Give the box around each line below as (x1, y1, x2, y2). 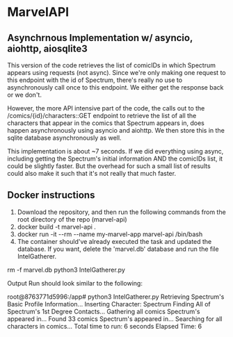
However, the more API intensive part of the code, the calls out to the (7, 104, 205, 112)
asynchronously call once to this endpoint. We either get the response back (7, 83, 224, 91)
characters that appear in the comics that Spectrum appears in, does (7, 119, 205, 127)
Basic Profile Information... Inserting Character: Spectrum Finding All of (7, 299, 211, 308)
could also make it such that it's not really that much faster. (7, 170, 176, 177)
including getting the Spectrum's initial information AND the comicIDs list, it (7, 154, 223, 163)
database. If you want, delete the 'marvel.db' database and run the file (17, 245, 219, 253)
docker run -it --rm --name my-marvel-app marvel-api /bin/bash (17, 230, 203, 238)
